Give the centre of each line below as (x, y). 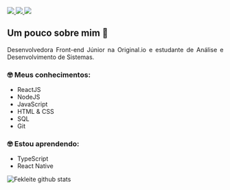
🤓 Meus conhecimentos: (49, 75)
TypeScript (33, 159)
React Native (35, 166)
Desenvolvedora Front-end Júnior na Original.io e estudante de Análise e (115, 49)
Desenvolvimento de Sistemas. (51, 57)
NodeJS (28, 97)
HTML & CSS (35, 112)
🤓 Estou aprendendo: (43, 144)
